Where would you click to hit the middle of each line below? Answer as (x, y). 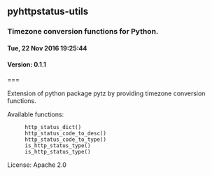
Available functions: (36, 114)
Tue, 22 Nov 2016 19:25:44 (47, 48)
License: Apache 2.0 (37, 165)
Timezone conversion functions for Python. (83, 32)
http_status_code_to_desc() (66, 134)
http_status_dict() (53, 128)
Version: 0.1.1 (27, 64)
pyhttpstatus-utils (48, 12)
